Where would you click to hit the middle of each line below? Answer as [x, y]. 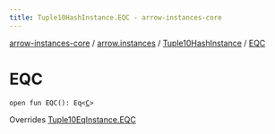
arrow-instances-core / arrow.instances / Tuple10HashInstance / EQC [137, 43]
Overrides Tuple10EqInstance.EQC [73, 119]
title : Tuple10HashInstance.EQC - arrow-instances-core [116, 17]
